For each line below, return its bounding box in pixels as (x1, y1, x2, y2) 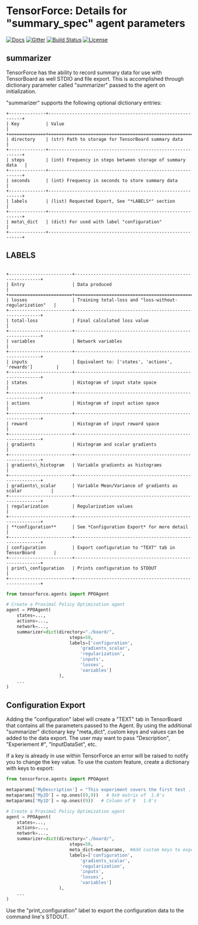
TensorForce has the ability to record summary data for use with (6, 69, 162, 76)
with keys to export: (6, 765, 54, 772)
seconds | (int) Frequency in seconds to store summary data (11, 177, 178, 183)
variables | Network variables (11, 338, 123, 344)
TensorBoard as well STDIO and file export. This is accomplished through (6, 75, 184, 82)
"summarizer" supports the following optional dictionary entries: (6, 99, 162, 106)
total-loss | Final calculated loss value (11, 317, 149, 324)
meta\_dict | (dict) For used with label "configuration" (11, 219, 162, 225)
